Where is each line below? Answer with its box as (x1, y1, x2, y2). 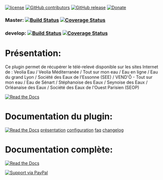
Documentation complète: (5, 144, 113, 155)
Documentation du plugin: (5, 111, 113, 122)
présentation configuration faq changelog (40, 127, 124, 133)
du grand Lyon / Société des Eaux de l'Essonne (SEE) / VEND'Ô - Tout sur (5, 74, 153, 80)
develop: (5, 30, 27, 36)
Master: (5, 17, 24, 23)
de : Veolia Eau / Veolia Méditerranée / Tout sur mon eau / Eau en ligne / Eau (5, 69, 158, 75)
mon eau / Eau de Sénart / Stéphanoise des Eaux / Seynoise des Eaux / (5, 79, 148, 85)
